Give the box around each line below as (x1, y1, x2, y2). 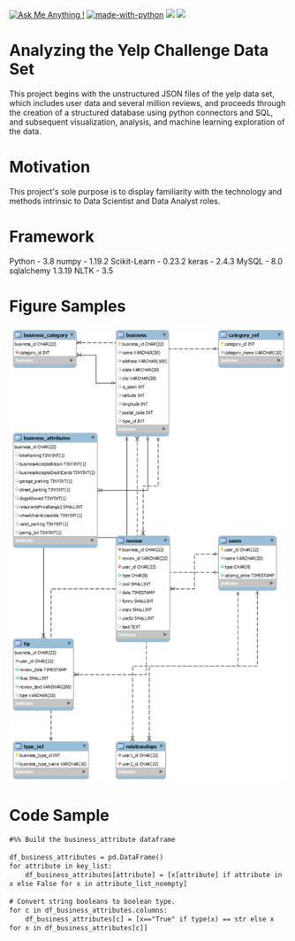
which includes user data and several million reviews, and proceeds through (9, 97, 286, 108)
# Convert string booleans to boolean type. (9, 898, 176, 907)
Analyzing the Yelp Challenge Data (9, 41, 269, 61)
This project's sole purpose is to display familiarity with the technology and (9, 186, 283, 196)
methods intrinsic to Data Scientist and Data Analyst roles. (9, 195, 221, 206)
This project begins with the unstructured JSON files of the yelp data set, (9, 88, 276, 99)
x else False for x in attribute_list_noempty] (9, 880, 188, 889)
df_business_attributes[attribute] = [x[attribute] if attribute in (25, 871, 283, 880)
